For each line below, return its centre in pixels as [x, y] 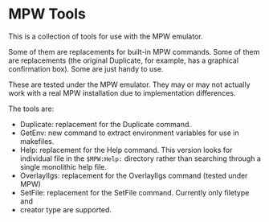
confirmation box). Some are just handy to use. [86, 68]
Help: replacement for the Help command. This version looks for [126, 150]
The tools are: [31, 109]
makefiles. [37, 141]
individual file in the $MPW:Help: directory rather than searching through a [140, 158]
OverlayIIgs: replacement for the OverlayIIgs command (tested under [134, 175]
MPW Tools [47, 14]
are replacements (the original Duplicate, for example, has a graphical [124, 60]
